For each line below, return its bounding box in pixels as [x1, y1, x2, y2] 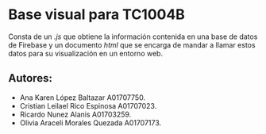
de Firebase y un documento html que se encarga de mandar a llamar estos [8, 40, 256, 49]
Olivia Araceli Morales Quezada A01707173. [19, 117, 162, 128]
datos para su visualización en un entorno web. [8, 48, 164, 58]
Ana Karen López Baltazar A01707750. [19, 93, 145, 102]
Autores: [8, 71, 53, 85]
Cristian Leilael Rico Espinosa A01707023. [19, 101, 157, 110]
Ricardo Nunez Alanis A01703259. [19, 109, 132, 119]
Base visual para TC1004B [8, 6, 185, 24]
